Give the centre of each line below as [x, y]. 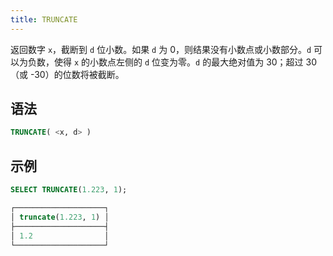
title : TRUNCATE [44, 19]
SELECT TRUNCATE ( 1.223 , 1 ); [69, 190]
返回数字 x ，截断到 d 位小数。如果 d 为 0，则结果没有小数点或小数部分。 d [161, 49]
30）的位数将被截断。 [79, 74]
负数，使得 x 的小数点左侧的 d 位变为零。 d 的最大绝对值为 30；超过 [165, 62]
